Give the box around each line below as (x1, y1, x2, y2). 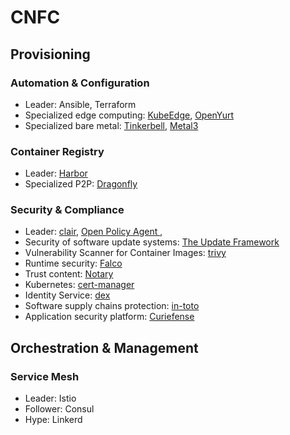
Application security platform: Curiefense (24, 311, 195, 323)
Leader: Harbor (24, 167, 88, 180)
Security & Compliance (10, 203, 125, 217)
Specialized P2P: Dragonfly (24, 178, 138, 190)
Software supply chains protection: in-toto (24, 300, 200, 312)
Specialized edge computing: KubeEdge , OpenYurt (24, 109, 235, 121)
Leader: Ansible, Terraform (24, 98, 137, 110)
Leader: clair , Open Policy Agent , (24, 226, 163, 238)
